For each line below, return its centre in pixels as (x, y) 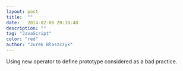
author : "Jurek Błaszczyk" (40, 45)
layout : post (22, 12)
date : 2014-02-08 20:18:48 (42, 22)
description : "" (26, 28)
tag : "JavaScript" (29, 34)
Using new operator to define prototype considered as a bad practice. (92, 61)
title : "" (20, 17)
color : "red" (22, 39)
